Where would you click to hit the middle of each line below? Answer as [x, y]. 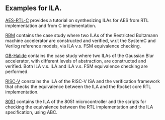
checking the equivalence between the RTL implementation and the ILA [79, 106]
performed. [17, 71]
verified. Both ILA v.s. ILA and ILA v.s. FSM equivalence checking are [77, 66]
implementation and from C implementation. [51, 25]
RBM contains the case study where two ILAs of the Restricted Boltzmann [82, 35]
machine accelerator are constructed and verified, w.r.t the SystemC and [80, 40]
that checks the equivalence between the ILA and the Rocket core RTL [78, 86]
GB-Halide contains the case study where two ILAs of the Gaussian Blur [80, 55]
